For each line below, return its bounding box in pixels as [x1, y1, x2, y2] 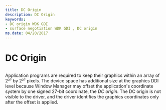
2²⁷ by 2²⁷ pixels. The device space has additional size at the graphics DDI [5, 77, 159, 83]
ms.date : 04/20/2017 [5, 31, 49, 36]
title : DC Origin [5, 7, 42, 13]
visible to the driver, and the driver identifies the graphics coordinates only [5, 93, 159, 99]
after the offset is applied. [5, 99, 59, 105]
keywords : [5, 17, 26, 22]
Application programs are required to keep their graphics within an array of [5, 72, 160, 78]
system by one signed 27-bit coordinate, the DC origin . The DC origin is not [5, 88, 161, 94]
